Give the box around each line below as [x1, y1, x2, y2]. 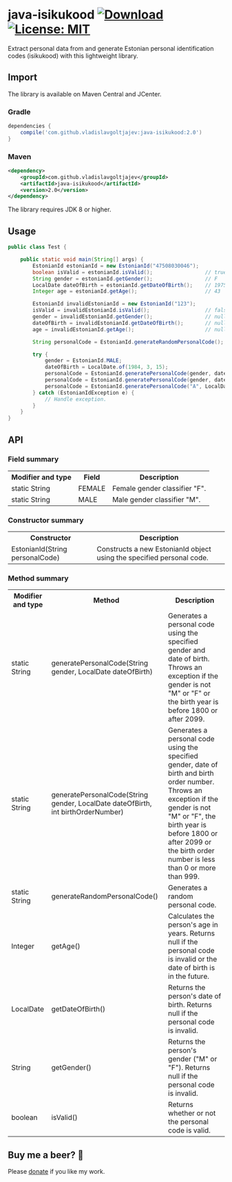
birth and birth [168, 768, 214, 778]
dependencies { [8, 123, 52, 130]
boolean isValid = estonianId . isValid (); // [32, 268, 212, 275]
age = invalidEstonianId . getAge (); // [32, 326, 212, 333]
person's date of [168, 991, 222, 1001]
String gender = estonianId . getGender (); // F [32, 275, 218, 282]
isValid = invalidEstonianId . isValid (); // [32, 307, 212, 314]
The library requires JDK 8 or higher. [8, 205, 112, 213]
